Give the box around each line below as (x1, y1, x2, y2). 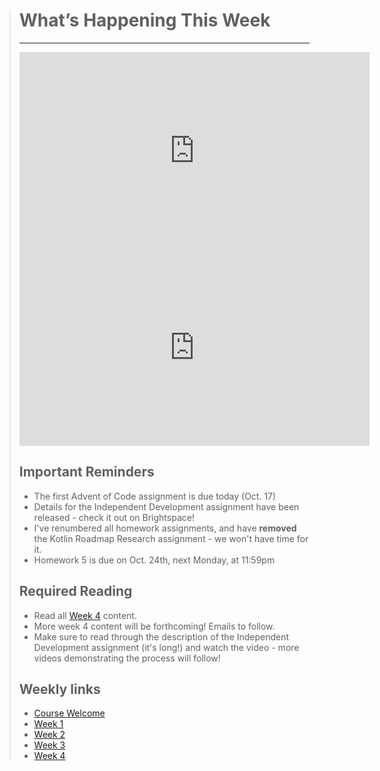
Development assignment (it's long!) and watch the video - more (33, 641, 300, 653)
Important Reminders (18, 464, 155, 481)
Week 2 (33, 729, 66, 741)
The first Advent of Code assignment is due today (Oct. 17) (33, 490, 277, 502)
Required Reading (18, 583, 133, 600)
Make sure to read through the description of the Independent (33, 630, 290, 643)
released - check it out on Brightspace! (33, 511, 195, 523)
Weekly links (18, 680, 101, 698)
